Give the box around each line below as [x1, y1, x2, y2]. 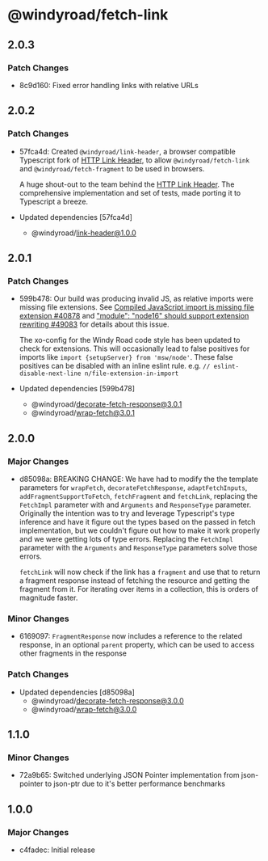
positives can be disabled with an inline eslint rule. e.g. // [19, 361, 211, 371]
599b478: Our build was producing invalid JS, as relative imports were [19, 293, 253, 304]
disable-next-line [19, 369, 82, 378]
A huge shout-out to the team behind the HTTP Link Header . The [19, 179, 235, 189]
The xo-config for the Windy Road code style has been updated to [19, 336, 241, 345]
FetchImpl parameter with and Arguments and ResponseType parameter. [19, 500, 252, 509]
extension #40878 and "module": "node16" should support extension [19, 311, 249, 321]
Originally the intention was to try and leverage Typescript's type [19, 508, 236, 518]
